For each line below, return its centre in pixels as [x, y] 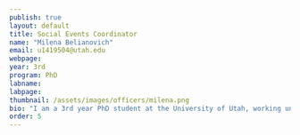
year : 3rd [28, 67]
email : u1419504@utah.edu [57, 51]
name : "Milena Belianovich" [62, 42]
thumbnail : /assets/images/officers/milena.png [100, 100]
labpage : [25, 91]
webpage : [25, 59]
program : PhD [33, 75]
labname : [25, 83]
